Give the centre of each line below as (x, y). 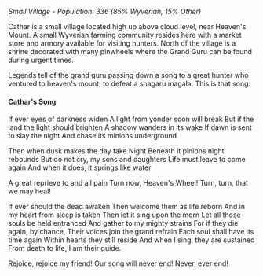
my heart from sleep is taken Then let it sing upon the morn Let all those (124, 215)
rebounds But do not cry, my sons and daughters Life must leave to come (127, 160)
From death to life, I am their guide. (65, 248)
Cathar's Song (32, 101)
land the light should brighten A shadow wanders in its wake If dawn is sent (130, 127)
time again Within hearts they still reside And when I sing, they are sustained (131, 240)
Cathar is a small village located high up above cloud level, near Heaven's (127, 26)
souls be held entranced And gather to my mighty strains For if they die (123, 223)
